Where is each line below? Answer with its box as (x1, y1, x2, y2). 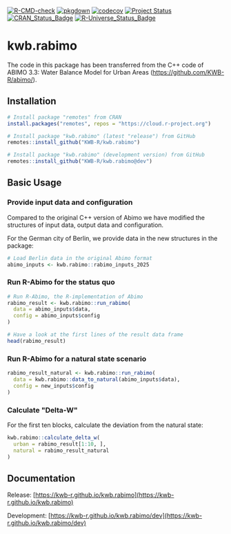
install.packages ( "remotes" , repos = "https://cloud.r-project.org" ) (7, 120, 212, 127)
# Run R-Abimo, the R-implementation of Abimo (7, 293, 143, 300)
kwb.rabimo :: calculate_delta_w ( (7, 434, 100, 441)
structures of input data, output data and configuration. (7, 221, 164, 229)
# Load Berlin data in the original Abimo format (7, 255, 153, 261)
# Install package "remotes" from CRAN (7, 114, 122, 121)
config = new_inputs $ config (13, 382, 94, 389)
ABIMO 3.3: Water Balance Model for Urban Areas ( (7, 68, 153, 76)
